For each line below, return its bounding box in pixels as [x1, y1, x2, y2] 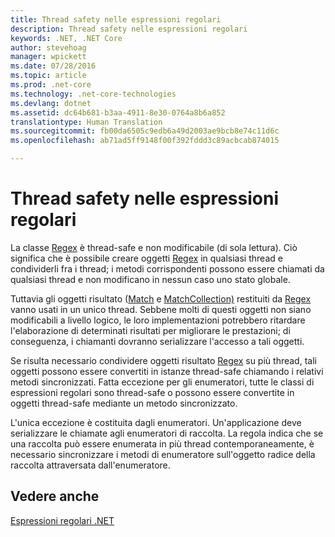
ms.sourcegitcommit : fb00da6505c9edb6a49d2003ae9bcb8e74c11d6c [10, 126, 280, 136]
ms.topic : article [10, 71, 87, 81]
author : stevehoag [10, 42, 87, 53]
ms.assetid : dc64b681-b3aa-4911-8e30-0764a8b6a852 [10, 107, 226, 118]
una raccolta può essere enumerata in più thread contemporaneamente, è [10, 437, 315, 450]
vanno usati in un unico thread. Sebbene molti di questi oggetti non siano [10, 303, 312, 315]
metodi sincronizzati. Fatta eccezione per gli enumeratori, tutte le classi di [10, 376, 315, 388]
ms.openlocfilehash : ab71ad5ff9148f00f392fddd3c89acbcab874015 [10, 136, 280, 146]
